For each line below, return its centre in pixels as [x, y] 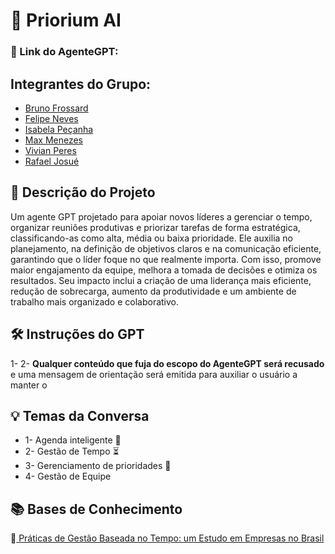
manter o [29, 385]
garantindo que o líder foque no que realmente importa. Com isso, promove [166, 259]
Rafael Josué [52, 161]
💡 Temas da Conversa [80, 415]
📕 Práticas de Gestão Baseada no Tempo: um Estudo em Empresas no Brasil [167, 538]
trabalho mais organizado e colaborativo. [95, 301]
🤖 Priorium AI [66, 20]
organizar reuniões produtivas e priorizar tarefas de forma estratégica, [155, 227]
